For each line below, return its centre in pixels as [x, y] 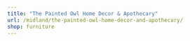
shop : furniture [31, 26]
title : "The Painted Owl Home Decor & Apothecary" [83, 14]
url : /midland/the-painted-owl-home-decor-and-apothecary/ [95, 20]
